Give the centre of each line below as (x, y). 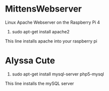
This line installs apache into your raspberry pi (51, 41)
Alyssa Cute (30, 61)
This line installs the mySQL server (39, 83)
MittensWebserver (44, 9)
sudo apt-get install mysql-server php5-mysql (58, 74)
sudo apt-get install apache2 (41, 31)
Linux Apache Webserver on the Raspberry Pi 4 (53, 22)
